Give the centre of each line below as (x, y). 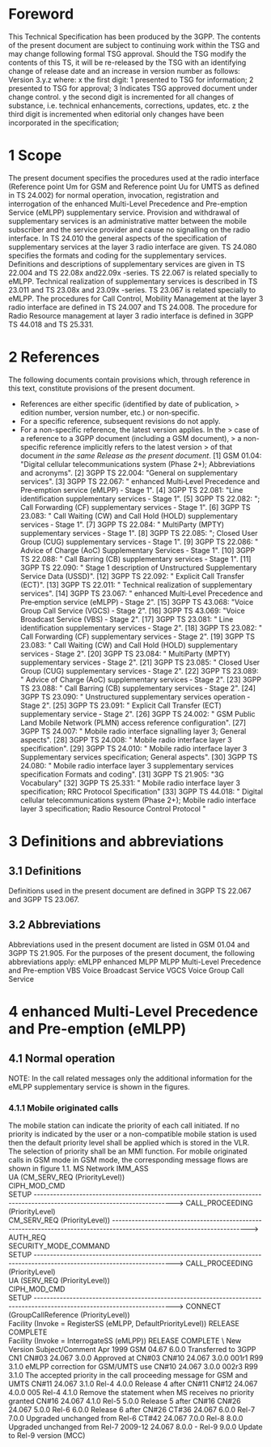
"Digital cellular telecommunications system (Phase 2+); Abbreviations (138, 464)
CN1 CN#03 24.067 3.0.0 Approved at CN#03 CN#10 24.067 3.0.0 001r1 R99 (136, 1358)
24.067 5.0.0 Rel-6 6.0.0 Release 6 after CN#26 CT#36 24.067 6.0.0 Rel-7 (132, 1409)
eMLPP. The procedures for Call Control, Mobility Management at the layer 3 (136, 298)
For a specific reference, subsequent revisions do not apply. (120, 421)
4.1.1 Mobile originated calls (64, 1107)
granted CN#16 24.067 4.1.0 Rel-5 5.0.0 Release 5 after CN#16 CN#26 (125, 1401)
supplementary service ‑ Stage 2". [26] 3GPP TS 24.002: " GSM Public (138, 713)
